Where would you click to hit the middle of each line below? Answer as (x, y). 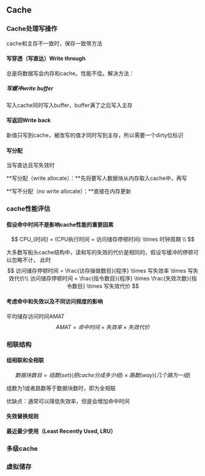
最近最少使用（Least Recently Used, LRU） (61, 431)
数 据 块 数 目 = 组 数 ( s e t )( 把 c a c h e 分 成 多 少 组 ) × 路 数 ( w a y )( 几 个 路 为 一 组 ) (103, 375)
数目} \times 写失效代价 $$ (106, 286)
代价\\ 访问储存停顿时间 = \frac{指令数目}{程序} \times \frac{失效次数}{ (103, 278)
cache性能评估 (28, 209)
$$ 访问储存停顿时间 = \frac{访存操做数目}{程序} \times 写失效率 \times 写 (100, 271)
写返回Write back (28, 120)
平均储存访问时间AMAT (35, 316)
